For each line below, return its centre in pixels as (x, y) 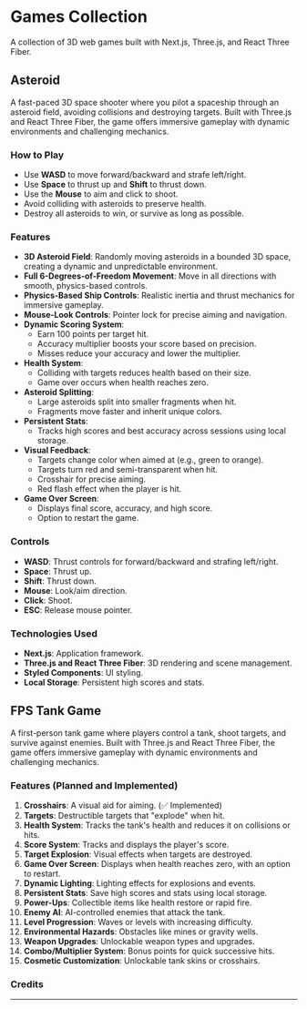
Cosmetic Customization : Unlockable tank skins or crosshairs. (142, 961)
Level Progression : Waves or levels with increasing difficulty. (138, 922)
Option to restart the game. (88, 518)
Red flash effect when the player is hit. (109, 489)
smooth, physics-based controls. (86, 286)
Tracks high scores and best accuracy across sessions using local (161, 431)
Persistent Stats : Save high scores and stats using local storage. (145, 893)
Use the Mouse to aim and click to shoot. (101, 194)
